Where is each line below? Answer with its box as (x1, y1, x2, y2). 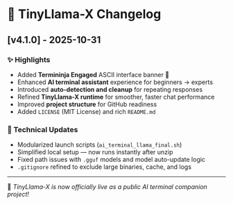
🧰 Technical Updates (7, 124, 78, 134)
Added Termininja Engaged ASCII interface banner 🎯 (17, 70, 170, 79)
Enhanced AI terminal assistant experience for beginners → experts (17, 78, 214, 86)
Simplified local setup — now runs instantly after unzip (17, 148, 173, 156)
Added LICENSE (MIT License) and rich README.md (17, 107, 156, 115)
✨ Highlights (7, 55, 51, 65)
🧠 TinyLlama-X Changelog (7, 6, 162, 22)
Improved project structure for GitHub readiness (17, 100, 157, 108)
